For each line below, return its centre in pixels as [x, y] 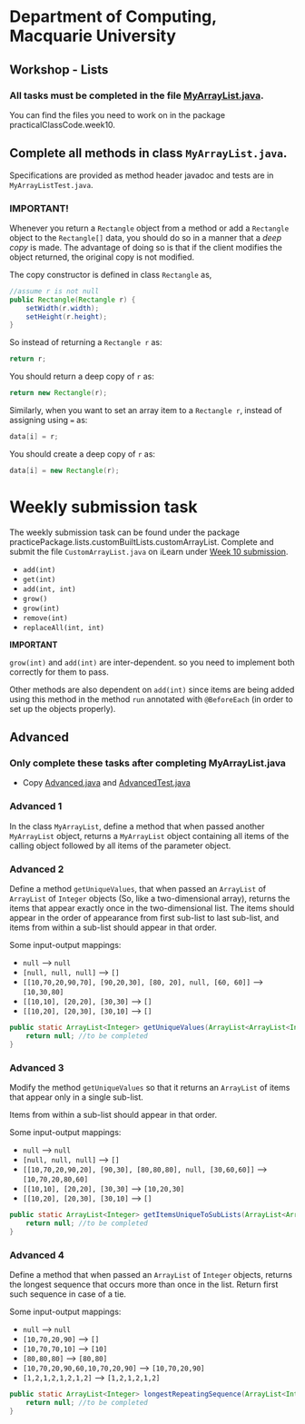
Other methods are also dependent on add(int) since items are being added [152, 689]
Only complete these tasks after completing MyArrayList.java [148, 763]
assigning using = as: [49, 420]
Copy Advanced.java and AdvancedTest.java [106, 783]
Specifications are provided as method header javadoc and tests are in [142, 175]
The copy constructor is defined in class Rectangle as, [111, 274]
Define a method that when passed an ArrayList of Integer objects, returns [151, 1274]
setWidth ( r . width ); [63, 308]
